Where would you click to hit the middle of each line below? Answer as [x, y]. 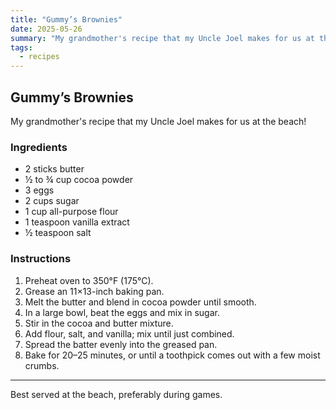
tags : [21, 47]
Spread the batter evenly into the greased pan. [121, 344]
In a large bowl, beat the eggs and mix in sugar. [122, 312]
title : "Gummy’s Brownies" [66, 19]
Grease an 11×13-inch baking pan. [94, 291]
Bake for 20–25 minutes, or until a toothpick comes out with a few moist [172, 355]
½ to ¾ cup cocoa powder [79, 180]
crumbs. [42, 365]
